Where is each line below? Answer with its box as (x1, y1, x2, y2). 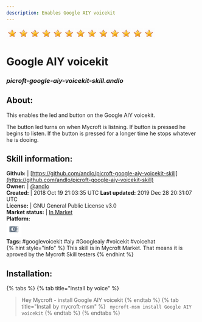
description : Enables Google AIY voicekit (6, 10, 116, 16)
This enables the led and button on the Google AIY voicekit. (6, 111, 155, 119)
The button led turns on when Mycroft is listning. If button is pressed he (6, 123, 186, 130)
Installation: (6, 268, 53, 279)
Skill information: (6, 153, 73, 164)
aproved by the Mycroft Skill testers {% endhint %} (6, 251, 134, 258)
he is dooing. (6, 136, 39, 143)
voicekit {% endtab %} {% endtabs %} (21, 309, 120, 317)
